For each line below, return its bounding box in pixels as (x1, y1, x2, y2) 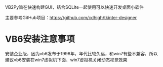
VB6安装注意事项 (5, 34, 75, 45)
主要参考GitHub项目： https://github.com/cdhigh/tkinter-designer (5, 15, 137, 21)
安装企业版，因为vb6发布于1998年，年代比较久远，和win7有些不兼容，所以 (5, 50, 158, 56)
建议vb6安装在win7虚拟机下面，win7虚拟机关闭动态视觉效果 (5, 57, 127, 63)
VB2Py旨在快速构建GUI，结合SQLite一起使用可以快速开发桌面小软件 (5, 4, 144, 10)
